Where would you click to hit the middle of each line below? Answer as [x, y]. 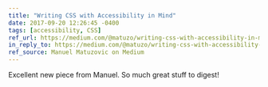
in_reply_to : [30, 45]
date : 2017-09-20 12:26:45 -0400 [64, 23]
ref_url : [23, 38]
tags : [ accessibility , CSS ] [55, 30]
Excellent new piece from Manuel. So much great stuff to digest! [114, 75]
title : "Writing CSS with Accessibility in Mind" [93, 15]
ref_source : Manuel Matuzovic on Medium [77, 52]
